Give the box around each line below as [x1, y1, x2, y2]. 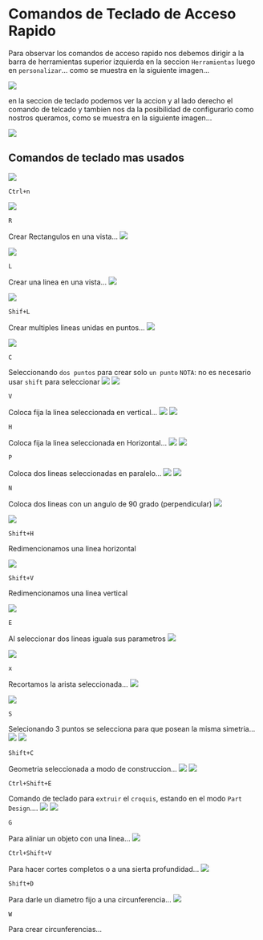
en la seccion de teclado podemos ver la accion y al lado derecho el [8, 95, 233, 105]
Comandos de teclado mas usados [8, 151, 184, 165]
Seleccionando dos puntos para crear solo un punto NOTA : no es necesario [8, 367, 251, 377]
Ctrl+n [8, 188, 30, 196]
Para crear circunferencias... [8, 924, 103, 934]
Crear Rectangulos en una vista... [8, 232, 119, 241]
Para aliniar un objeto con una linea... [8, 833, 131, 843]
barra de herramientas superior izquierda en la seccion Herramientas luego [8, 57, 256, 67]
